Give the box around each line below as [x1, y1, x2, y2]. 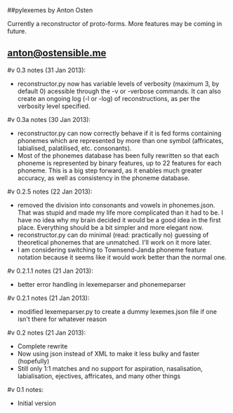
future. [7, 27, 27, 35]
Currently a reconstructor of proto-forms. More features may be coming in [7, 20, 222, 27]
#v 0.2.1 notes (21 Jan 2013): [7, 294, 90, 302]
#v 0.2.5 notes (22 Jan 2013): [7, 187, 93, 196]
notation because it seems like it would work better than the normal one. [17, 252, 227, 262]
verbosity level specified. [17, 102, 91, 110]
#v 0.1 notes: [7, 385, 44, 393]
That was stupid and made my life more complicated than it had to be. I [17, 208, 223, 217]
